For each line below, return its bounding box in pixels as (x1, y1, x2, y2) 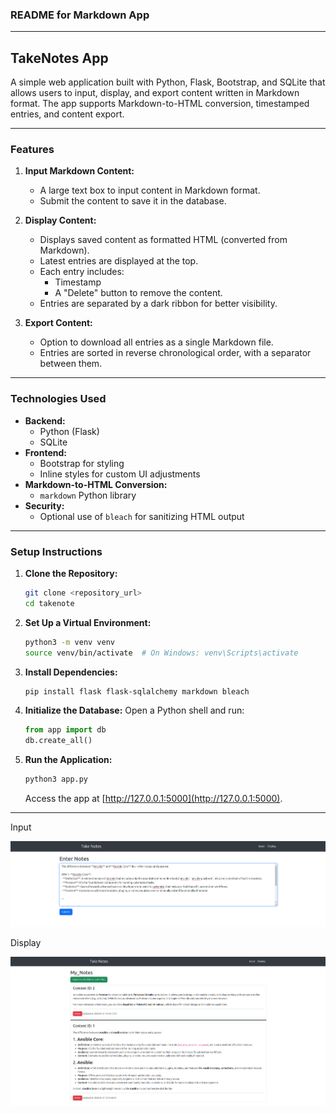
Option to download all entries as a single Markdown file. (39, 336, 274, 348)
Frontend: (24, 446, 67, 458)
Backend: (24, 414, 66, 427)
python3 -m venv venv (24, 637, 116, 647)
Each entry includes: (39, 266, 125, 278)
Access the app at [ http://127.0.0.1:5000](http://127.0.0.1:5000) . (24, 793, 283, 804)
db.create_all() (24, 736, 93, 746)
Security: (24, 499, 65, 512)
